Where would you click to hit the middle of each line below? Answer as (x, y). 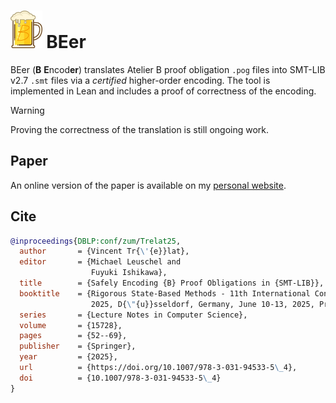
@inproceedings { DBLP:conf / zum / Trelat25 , (96, 241)
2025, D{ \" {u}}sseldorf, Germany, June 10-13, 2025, (202, 304)
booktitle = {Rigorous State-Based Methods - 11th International (165, 293)
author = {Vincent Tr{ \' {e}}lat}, (104, 251)
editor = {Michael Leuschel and (100, 262)
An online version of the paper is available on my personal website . (148, 185)
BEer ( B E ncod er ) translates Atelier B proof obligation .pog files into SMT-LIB (168, 69)
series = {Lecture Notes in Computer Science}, (133, 315)
